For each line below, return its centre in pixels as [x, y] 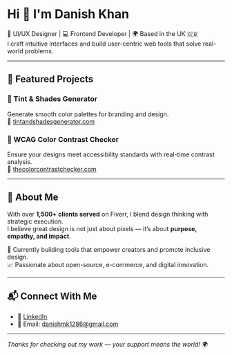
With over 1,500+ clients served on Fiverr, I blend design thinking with [108, 214]
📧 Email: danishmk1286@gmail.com [68, 324]
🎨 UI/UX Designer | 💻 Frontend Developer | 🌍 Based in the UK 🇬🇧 [103, 33]
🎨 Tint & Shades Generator [52, 99]
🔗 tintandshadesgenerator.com [51, 121]
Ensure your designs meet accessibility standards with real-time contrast [111, 154]
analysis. [20, 161]
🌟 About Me [33, 198]
